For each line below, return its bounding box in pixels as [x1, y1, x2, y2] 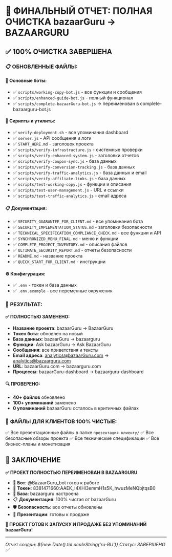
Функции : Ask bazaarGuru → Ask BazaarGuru [12, 341, 111, 348]
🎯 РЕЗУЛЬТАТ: [5, 301, 42, 308]
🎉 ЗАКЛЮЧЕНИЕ [5, 456, 61, 464]
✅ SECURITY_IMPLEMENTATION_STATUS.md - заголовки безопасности [12, 224, 153, 230]
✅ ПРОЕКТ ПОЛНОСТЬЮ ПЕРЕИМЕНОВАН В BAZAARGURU [5, 469, 138, 476]
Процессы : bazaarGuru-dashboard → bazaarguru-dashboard [12, 369, 144, 375]
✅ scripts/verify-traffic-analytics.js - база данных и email [12, 169, 147, 176]
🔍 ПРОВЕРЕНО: [5, 381, 40, 387]
